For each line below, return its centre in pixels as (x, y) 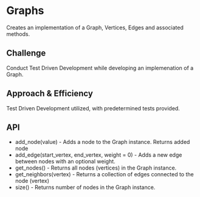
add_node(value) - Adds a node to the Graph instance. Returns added (102, 142)
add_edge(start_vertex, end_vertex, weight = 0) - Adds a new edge (98, 155)
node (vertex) (32, 181)
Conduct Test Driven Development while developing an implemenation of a (100, 68)
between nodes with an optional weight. (65, 162)
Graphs (25, 11)
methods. (18, 34)
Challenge (26, 53)
